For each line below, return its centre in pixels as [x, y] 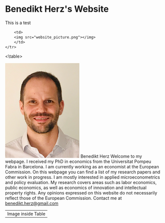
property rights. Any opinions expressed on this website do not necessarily [81, 192]
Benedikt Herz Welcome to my [111, 156]
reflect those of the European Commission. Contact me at [64, 198]
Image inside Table [26, 214]
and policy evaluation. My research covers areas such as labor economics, [81, 182]
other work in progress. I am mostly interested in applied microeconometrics [82, 177]
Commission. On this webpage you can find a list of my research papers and [83, 172]
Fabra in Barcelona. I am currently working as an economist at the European [82, 166]
